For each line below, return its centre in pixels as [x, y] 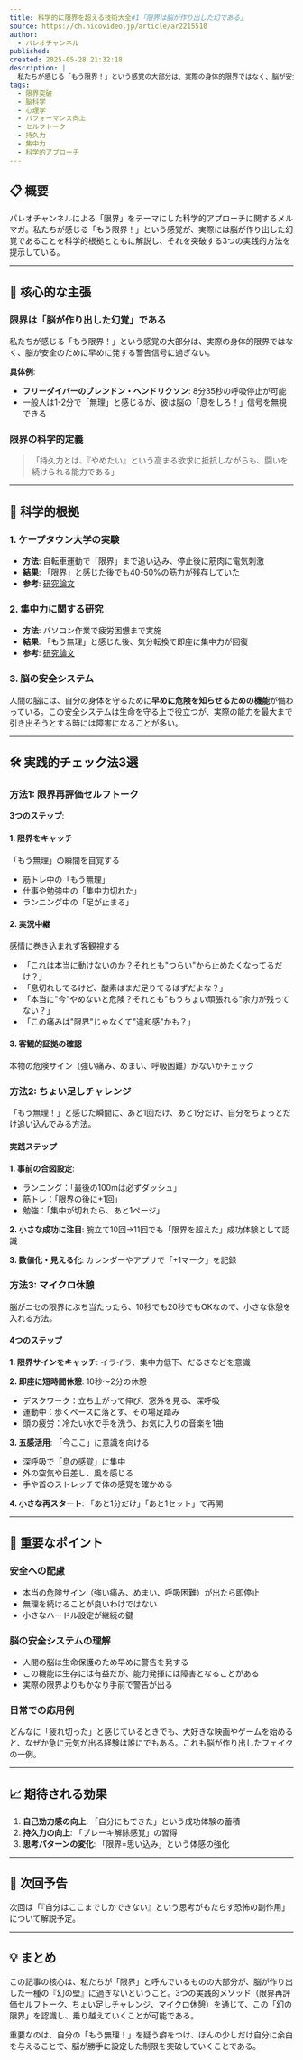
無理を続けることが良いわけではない [90, 1604]
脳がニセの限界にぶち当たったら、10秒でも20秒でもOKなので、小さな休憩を [150, 1306]
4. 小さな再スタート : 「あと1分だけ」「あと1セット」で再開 [116, 1503]
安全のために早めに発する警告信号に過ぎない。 [127, 352]
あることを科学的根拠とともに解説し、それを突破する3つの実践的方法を [158, 241]
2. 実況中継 [30, 924]
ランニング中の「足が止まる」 [78, 902]
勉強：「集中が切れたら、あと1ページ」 [93, 1210]
